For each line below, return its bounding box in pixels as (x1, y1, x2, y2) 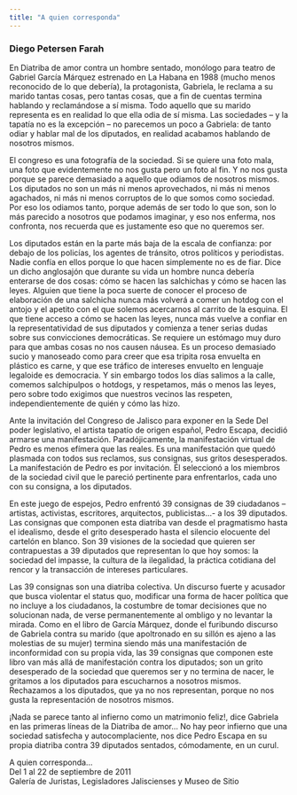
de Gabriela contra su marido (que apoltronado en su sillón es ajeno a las (9, 628, 277, 639)
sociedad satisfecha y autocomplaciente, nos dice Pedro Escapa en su (9, 730, 268, 741)
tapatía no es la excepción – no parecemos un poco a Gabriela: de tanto (9, 119, 272, 129)
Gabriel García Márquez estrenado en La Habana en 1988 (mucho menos (9, 72, 276, 82)
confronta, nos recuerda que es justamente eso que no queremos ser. (9, 221, 264, 231)
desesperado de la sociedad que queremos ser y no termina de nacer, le (9, 666, 275, 676)
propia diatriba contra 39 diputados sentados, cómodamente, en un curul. (9, 739, 279, 750)
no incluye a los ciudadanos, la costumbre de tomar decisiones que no (9, 600, 268, 611)
